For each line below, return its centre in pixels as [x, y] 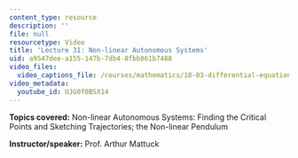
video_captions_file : [57, 75]
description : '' [39, 26]
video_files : [33, 67]
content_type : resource [53, 17]
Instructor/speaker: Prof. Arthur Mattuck [84, 144]
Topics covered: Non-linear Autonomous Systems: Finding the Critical [138, 117]
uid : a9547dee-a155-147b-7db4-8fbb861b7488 [91, 59]
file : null [29, 34]
